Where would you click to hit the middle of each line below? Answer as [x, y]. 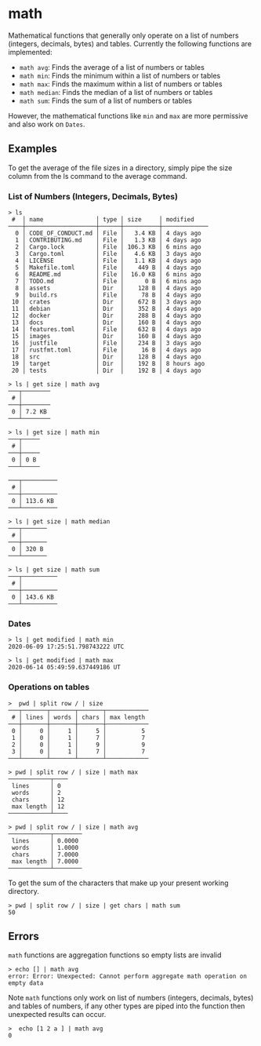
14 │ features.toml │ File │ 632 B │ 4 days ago [106, 330]
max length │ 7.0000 [45, 861]
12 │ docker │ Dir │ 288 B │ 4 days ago [106, 316]
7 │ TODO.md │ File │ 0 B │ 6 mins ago [108, 282]
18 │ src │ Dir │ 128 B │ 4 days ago [106, 357]
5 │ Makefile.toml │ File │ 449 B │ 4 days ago [108, 268]
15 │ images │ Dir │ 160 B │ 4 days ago [106, 337]
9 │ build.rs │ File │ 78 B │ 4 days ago [108, 295]
